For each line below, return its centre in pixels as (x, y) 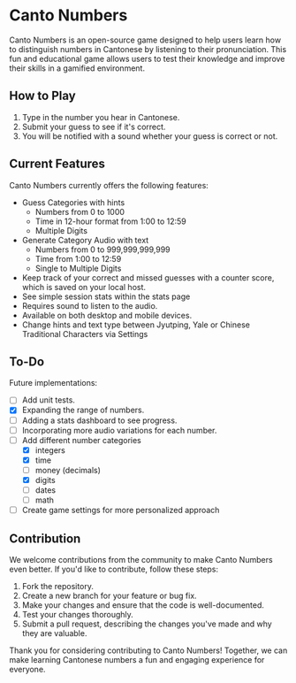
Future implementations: (53, 383)
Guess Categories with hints (73, 202)
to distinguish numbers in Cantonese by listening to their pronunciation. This (148, 49)
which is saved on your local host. (84, 287)
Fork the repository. (58, 586)
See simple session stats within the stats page (106, 296)
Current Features (57, 164)
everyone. (27, 669)
